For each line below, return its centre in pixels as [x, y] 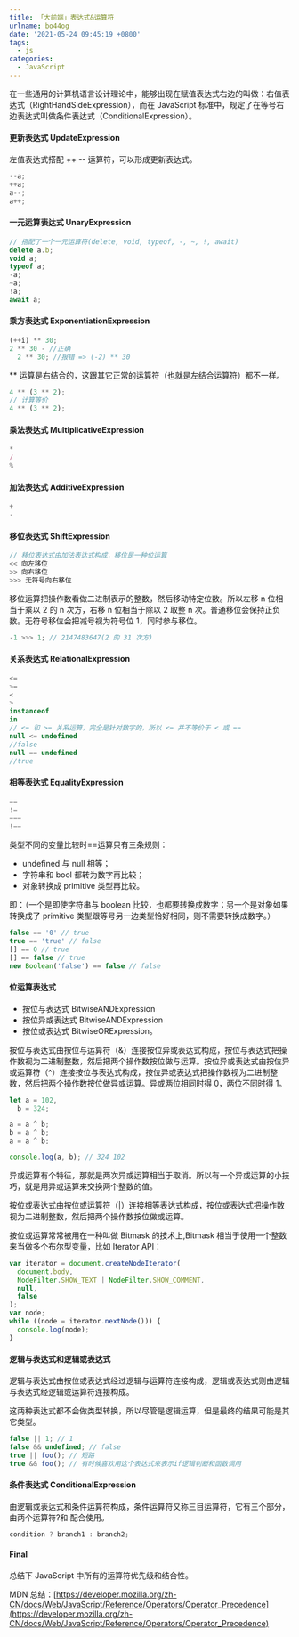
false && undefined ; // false [65, 1447]
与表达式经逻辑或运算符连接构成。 [72, 1391]
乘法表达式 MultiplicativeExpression [77, 429]
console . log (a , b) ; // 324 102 [67, 1157]
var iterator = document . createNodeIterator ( [95, 1263]
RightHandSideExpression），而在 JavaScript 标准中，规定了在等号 [154, 104]
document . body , [45, 1271]
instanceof [29, 712]
